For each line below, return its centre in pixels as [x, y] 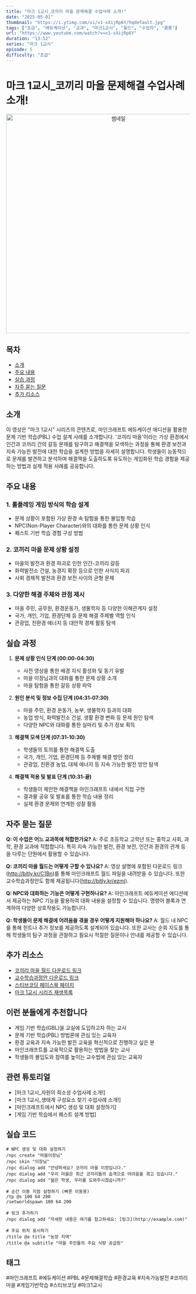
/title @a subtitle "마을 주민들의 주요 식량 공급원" [65, 1243]
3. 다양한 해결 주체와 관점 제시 [45, 595]
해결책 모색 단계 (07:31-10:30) [50, 737]
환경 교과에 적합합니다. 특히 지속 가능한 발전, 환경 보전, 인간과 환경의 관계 [97, 847]
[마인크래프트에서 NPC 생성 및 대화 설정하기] [65, 1107]
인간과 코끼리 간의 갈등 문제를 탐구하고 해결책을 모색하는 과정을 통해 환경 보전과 [96, 444]
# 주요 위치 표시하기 [27, 1231]
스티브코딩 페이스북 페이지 [44, 985]
